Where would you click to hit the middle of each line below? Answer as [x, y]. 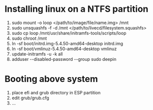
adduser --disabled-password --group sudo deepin [64, 59]
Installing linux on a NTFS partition [76, 9]
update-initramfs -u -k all [37, 54]
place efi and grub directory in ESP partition [56, 92]
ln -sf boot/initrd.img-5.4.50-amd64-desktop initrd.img [67, 43]
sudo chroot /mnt [29, 38]
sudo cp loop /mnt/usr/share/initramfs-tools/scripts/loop [69, 33]
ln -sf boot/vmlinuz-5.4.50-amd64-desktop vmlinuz [64, 49]
